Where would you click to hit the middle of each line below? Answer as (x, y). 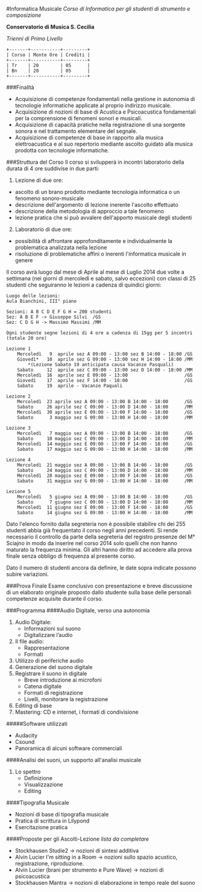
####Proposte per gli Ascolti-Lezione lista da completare (78, 839)
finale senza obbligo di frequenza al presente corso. (71, 556)
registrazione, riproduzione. (49, 863)
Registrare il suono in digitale (51, 674)
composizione (24, 15)
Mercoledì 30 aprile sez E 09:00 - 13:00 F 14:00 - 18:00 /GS (105, 412)
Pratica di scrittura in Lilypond (52, 821)
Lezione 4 (19, 460)
